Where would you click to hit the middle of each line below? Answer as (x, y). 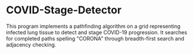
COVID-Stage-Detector (64, 10)
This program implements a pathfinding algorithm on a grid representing (93, 26)
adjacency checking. (31, 45)
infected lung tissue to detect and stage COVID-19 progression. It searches (97, 32)
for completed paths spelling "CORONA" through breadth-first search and (95, 38)
